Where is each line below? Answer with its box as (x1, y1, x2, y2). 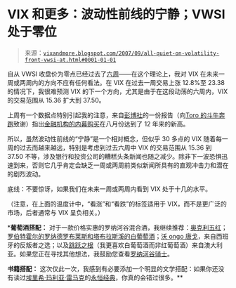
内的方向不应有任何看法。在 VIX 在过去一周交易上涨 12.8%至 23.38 (31, 78, 225, 86)
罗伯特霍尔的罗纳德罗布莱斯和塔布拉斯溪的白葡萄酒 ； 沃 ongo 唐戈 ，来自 (7, 232, 216, 240)
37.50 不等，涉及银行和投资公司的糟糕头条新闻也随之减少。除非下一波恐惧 (7, 152, 222, 160)
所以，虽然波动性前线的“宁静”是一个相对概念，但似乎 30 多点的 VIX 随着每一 (7, 134, 228, 143)
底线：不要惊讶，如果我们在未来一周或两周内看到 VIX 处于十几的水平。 (7, 184, 212, 193)
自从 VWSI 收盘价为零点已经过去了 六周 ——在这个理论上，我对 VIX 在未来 (7, 70, 219, 78)
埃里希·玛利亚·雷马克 (25, 273, 86, 282)
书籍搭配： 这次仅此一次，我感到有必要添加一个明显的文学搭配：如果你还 (7, 264, 218, 273)
